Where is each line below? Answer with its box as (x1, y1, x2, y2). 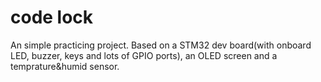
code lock (10, 6, 94, 29)
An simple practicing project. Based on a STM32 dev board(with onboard (10, 39, 312, 51)
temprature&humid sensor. (10, 60, 120, 72)
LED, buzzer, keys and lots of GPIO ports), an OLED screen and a (10, 49, 278, 61)
